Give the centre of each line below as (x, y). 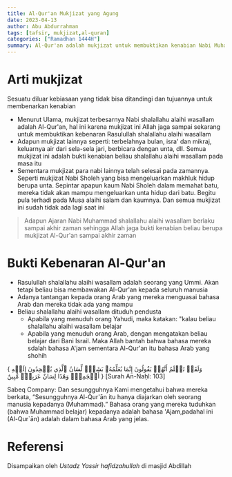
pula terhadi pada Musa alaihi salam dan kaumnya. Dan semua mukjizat (119, 200)
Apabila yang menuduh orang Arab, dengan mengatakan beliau (117, 333)
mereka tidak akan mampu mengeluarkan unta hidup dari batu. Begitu (116, 192)
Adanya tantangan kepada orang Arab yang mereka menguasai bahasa (118, 296)
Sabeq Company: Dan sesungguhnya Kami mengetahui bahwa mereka (108, 389)
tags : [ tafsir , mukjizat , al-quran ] (58, 33)
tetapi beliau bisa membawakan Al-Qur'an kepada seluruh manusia (113, 290)
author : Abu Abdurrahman (43, 26)
